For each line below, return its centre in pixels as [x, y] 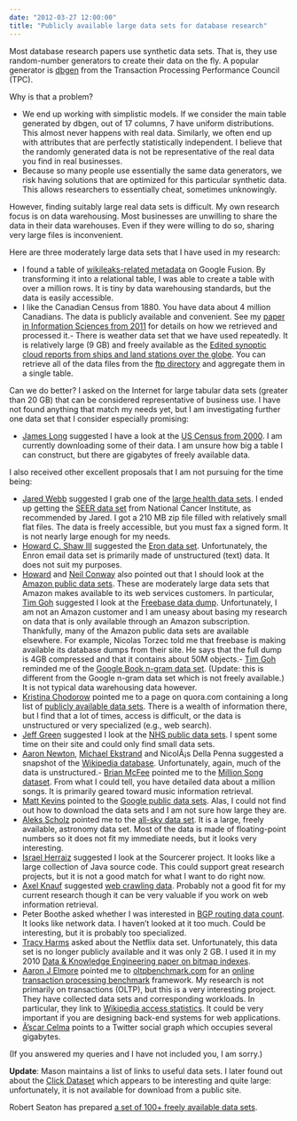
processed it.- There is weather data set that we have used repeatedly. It [155, 335]
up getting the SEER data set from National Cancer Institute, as [137, 508]
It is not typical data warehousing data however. [109, 687]
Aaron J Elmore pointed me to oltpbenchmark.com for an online [138, 970]
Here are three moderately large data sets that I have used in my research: [145, 252]
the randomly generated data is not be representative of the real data [148, 151]
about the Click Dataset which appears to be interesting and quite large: [141, 1080]
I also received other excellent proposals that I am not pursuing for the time [146, 472]
